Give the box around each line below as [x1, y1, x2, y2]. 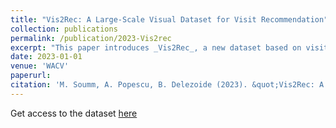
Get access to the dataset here [10, 107, 138, 119]
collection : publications [10, 24, 118, 34]
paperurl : [10, 71, 52, 81]
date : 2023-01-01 [10, 52, 83, 62]
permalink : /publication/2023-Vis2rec [10, 33, 172, 43]
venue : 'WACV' [10, 61, 70, 71]
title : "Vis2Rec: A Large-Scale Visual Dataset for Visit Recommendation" [10, 14, 329, 25]
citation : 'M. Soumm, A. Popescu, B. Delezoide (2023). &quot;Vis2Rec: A [10, 80, 325, 90]
